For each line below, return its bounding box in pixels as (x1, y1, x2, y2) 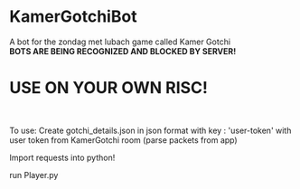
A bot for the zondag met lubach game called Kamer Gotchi (9, 36, 231, 47)
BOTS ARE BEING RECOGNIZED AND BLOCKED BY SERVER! (9, 45, 237, 56)
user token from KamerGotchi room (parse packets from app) (9, 134, 238, 146)
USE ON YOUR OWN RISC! (9, 78, 209, 99)
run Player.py (9, 169, 59, 180)
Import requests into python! (9, 152, 116, 163)
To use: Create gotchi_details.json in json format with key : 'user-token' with (9, 125, 292, 136)
